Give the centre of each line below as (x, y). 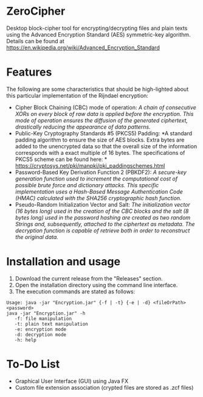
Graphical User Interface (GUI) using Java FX (72, 381)
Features (29, 72)
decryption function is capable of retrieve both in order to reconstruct (102, 231)
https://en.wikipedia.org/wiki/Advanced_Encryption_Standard (83, 48)
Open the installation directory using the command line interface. (96, 285)
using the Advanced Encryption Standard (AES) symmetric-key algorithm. (98, 34)
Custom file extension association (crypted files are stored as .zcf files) (104, 387)
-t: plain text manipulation (51, 324)
